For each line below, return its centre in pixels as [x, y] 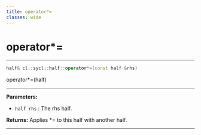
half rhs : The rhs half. [43, 109]
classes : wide [24, 17]
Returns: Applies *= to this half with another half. [67, 120]
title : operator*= [29, 12]
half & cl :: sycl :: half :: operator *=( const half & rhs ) [72, 68]
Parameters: [22, 97]
